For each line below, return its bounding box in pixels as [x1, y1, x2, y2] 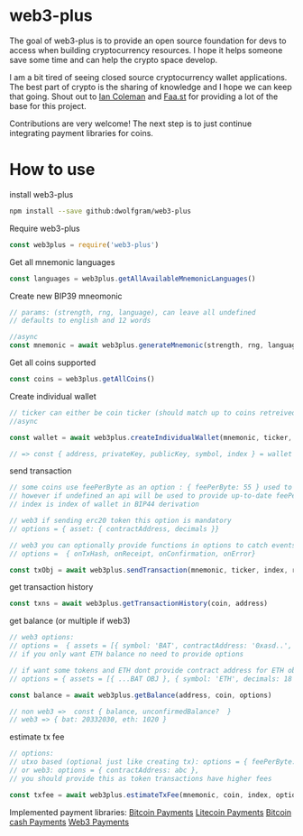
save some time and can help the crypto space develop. [9, 54, 218, 65]
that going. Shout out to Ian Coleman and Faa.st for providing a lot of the [9, 91, 279, 102]
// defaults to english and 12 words [9, 317, 151, 326]
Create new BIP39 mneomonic [9, 290, 124, 301]
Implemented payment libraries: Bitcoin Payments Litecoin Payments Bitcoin [9, 806, 292, 817]
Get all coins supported [9, 357, 96, 368]
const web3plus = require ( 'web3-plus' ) [9, 240, 160, 249]
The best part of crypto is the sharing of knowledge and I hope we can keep [9, 81, 292, 92]
